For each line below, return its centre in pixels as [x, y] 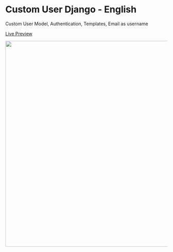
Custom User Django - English [71, 10]
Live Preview [19, 33]
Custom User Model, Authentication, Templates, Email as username [77, 24]
